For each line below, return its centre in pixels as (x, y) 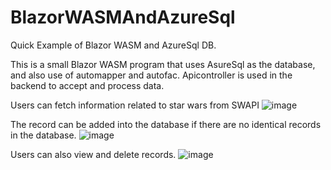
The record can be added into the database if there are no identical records (166, 124)
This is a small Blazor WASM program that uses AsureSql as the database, (163, 64)
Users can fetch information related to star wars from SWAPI (135, 105)
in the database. (43, 135)
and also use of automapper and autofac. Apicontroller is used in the (151, 75)
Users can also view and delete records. (93, 154)
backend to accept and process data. (87, 85)
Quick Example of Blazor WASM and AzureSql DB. (113, 45)
